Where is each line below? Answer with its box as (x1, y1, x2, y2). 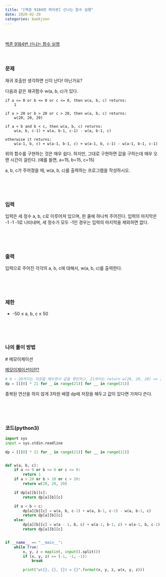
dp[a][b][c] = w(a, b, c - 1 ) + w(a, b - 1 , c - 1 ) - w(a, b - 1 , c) (23, 508, 152, 513)
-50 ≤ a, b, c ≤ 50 (12, 311, 48, 316)
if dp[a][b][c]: (14, 490, 48, 495)
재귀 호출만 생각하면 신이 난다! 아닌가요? (5, 77, 83, 83)
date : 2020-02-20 (5, 12, 41, 17)
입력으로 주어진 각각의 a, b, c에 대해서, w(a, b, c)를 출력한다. (5, 265, 123, 271)
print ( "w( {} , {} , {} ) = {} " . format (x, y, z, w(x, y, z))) (23, 568, 145, 573)
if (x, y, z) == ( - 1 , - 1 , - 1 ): (23, 554, 87, 559)
